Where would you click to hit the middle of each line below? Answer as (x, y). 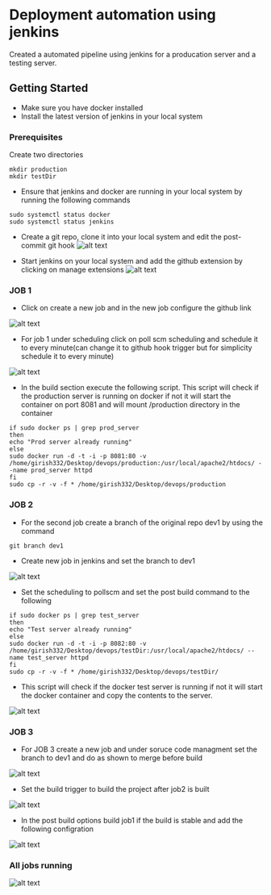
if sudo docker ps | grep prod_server (74, 428)
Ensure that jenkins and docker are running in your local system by (131, 192)
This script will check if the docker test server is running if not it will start (142, 686)
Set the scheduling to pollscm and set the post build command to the (135, 592)
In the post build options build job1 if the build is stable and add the (132, 820)
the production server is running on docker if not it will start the (126, 396)
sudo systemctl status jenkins (62, 222)
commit (33, 246)
